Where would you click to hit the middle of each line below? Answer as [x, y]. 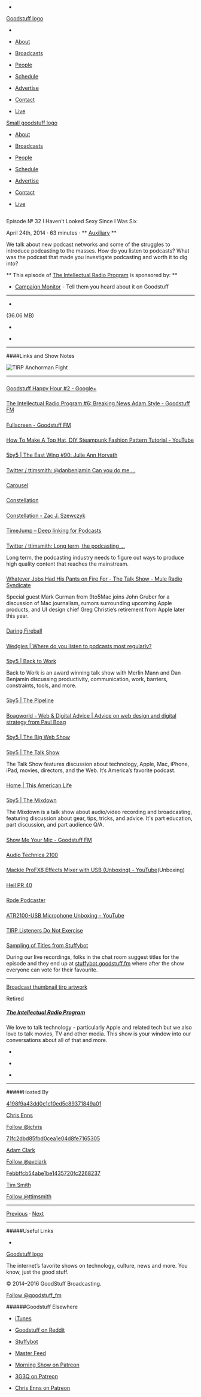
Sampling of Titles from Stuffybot [47, 946]
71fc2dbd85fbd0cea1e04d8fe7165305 [53, 1138]
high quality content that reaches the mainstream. [68, 564]
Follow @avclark [26, 1162]
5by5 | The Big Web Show [38, 737]
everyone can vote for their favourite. [52, 970]
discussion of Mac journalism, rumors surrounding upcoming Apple [89, 603]
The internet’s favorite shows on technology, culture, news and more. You [97, 1266]
